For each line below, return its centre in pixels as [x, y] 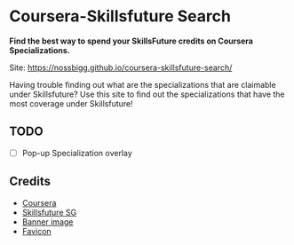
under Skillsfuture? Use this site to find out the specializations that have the [147, 94]
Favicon [36, 231]
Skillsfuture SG [49, 212]
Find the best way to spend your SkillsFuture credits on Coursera [131, 41]
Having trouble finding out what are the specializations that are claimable [143, 84]
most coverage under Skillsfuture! [71, 103]
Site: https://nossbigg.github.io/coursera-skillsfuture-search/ [121, 67]
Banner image [48, 221]
